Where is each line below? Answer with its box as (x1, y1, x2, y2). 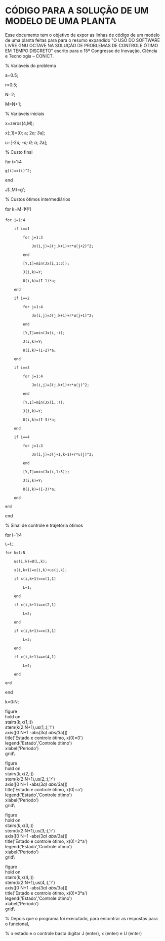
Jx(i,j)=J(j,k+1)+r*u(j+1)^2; (31, 313, 94, 318)
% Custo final (5, 149, 33, 155)
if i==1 (14, 226, 30, 231)
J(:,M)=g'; (5, 187, 26, 192)
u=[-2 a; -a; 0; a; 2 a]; (5, 139, 48, 145)
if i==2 (14, 296, 30, 301)
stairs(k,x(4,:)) (5, 874, 34, 880)
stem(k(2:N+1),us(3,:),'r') (5, 827, 55, 833)
